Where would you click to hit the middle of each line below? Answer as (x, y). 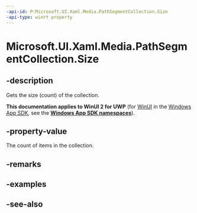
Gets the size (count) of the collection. (53, 95)
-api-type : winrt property (39, 17)
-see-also (25, 204)
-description (30, 81)
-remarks (24, 164)
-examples (26, 184)
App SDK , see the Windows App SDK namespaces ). (70, 112)
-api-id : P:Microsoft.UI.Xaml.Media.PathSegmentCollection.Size (87, 12)
